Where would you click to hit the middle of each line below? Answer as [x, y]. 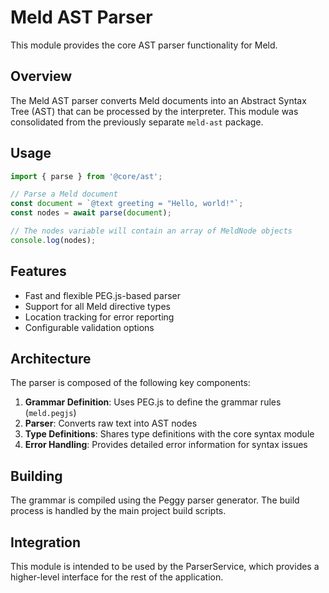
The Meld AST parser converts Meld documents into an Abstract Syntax [158, 100]
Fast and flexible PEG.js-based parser [102, 295]
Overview [41, 76]
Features [38, 271]
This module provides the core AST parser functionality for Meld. [144, 45]
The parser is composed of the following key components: [130, 383]
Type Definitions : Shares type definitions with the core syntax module [169, 434]
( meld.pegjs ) [50, 413]
